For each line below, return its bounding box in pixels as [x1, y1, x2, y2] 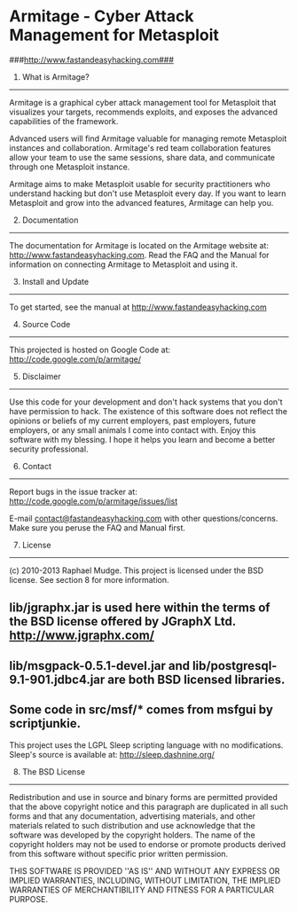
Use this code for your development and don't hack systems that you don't [9, 397, 283, 407]
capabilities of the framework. [9, 115, 119, 126]
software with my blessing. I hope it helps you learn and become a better [9, 434, 276, 444]
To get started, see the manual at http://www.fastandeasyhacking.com [9, 302, 268, 312]
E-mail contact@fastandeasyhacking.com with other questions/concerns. [9, 513, 278, 523]
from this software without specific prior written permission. [9, 848, 229, 859]
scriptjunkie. [9, 716, 82, 731]
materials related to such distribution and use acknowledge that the [9, 820, 255, 830]
